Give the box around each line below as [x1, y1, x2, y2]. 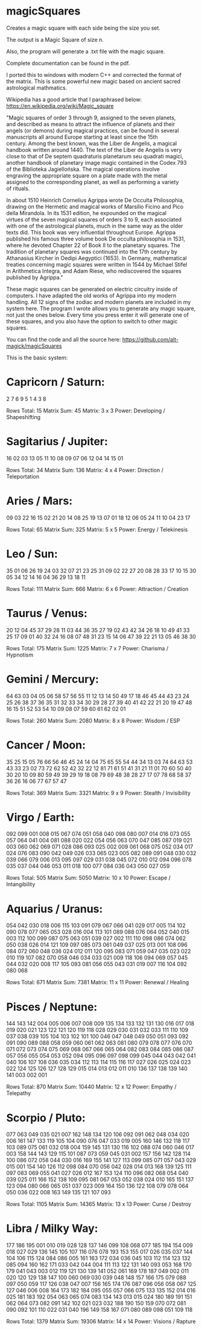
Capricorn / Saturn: [6, 376, 106, 389]
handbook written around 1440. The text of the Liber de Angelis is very [6, 146, 182, 153]
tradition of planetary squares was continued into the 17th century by [6, 248, 178, 255]
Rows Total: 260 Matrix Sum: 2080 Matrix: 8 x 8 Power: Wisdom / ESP [6, 716, 180, 724]
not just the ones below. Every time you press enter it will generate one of [6, 311, 189, 319]
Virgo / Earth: [6, 810, 75, 824]
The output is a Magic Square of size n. [6, 36, 104, 43]
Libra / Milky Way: [6, 1222, 98, 1236]
